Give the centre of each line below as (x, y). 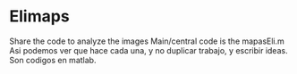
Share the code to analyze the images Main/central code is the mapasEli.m (147, 41)
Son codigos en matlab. (53, 60)
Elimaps (39, 16)
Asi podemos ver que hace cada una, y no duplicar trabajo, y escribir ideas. (148, 50)
